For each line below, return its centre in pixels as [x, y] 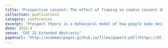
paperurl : [15, 38]
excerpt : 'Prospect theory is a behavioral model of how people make [79, 24]
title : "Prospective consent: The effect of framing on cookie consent [81, 10]
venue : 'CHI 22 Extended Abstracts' [43, 33]
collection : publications [32, 14]
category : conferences [29, 19]
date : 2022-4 [19, 28]
